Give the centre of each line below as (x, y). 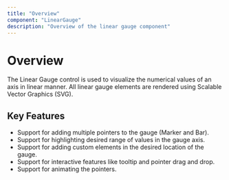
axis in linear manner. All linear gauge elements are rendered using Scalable (115, 87)
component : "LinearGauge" (44, 20)
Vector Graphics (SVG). (40, 94)
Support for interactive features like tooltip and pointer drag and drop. (116, 162)
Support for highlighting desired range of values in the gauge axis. (111, 140)
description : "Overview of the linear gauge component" (89, 26)
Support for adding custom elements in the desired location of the (110, 147)
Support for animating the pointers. (67, 169)
